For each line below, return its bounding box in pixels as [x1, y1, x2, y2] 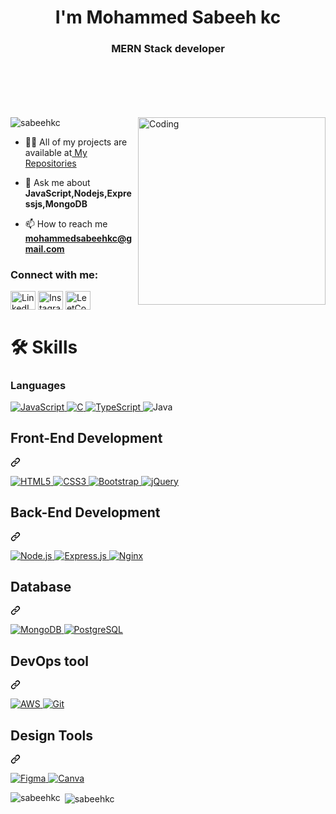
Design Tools [10, 727, 94, 744]
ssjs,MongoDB [24, 198, 88, 210]
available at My [24, 147, 88, 159]
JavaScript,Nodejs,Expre [24, 187, 132, 200]
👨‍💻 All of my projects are [24, 136, 128, 148]
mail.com [24, 243, 65, 255]
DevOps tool [10, 652, 89, 670]
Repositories [24, 157, 77, 170]
